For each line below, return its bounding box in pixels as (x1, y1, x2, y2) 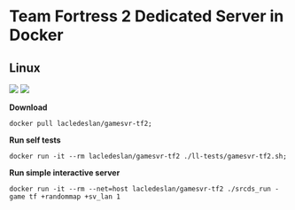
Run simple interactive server (9, 167, 120, 178)
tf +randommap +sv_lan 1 (28, 192, 121, 201)
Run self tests (9, 135, 61, 145)
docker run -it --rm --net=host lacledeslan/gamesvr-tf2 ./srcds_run (9, 184, 272, 193)
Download (9, 102, 48, 113)
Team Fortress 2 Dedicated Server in (9, 6, 284, 27)
